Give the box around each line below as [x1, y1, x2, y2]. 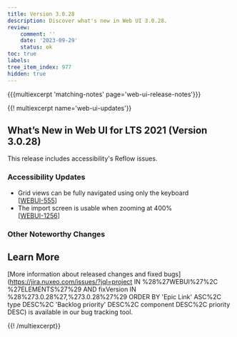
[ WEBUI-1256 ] [17, 211, 61, 220]
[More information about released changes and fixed [7, 270, 163, 278]
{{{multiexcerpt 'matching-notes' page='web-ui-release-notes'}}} [7, 90, 201, 99]
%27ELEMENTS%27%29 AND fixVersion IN [7, 285, 137, 293]
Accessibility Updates [7, 172, 86, 182]
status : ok [20, 44, 53, 51]
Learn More [7, 251, 60, 263]
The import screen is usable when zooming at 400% [17, 203, 173, 212]
